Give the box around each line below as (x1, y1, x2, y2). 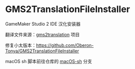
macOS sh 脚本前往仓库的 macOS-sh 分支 (5, 58, 92, 64)
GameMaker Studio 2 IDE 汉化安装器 (5, 21, 81, 27)
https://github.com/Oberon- (36, 42, 94, 48)
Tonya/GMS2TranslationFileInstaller (5, 48, 80, 54)
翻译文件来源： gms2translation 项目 (5, 31, 80, 37)
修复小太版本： (5, 42, 36, 48)
